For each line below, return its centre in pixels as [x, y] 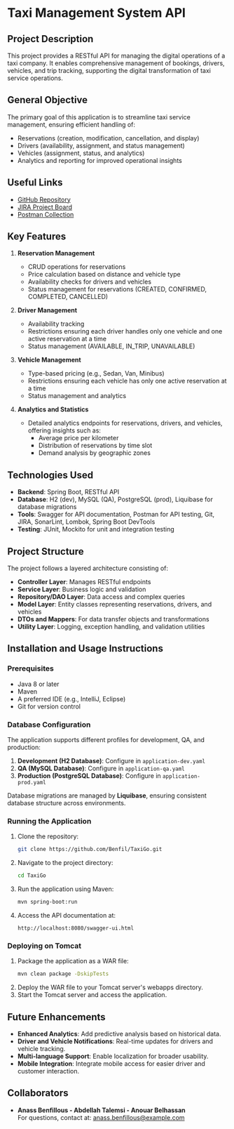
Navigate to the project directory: [65, 863]
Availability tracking [56, 324]
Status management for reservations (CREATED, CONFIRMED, [117, 289]
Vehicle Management [49, 360]
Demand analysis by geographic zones [94, 453]
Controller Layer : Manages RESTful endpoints [84, 582]
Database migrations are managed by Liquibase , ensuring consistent [107, 795]
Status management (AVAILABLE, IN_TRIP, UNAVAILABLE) [111, 346]
